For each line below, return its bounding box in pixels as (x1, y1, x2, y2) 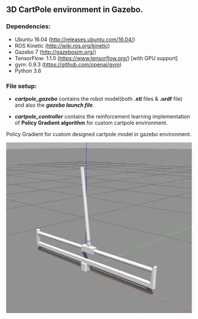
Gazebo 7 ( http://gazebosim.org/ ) (14, 48, 97, 55)
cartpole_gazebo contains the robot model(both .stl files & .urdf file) (14, 95, 183, 102)
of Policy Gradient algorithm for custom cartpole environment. (14, 119, 168, 126)
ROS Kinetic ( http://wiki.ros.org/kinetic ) (14, 42, 110, 49)
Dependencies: (6, 22, 51, 31)
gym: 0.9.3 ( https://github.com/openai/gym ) (14, 61, 122, 68)
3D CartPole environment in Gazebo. (6, 5, 143, 15)
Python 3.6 (14, 67, 41, 74)
